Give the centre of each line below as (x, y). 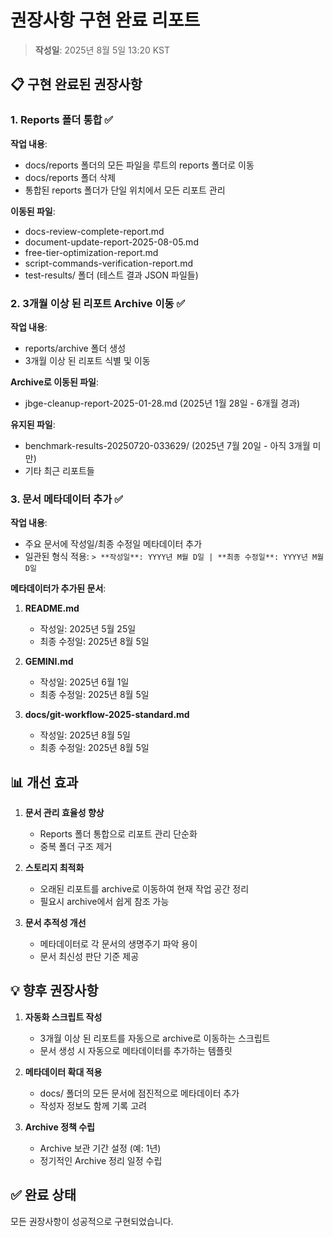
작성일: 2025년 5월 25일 (88, 629)
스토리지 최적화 (54, 868)
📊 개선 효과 (44, 782)
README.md (52, 608)
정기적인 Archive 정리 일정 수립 (101, 1160)
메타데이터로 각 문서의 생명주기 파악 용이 (118, 944)
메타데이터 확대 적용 (63, 1072)
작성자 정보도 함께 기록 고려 (93, 1105)
